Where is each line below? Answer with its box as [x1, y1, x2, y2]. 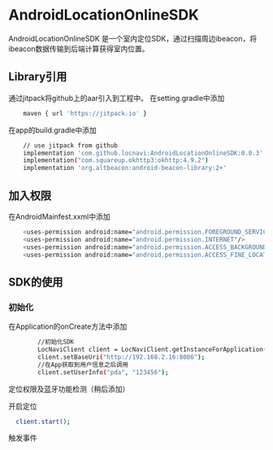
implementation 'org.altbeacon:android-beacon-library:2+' [23, 164, 227, 173]
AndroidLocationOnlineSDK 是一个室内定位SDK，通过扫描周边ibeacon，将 [8, 33, 258, 43]
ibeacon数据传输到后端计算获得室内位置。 [8, 43, 149, 54]
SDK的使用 [8, 275, 63, 289]
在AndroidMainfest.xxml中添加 [8, 212, 110, 221]
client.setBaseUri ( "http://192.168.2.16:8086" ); [37, 352, 206, 361]
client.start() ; [15, 417, 71, 426]
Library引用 [8, 70, 67, 84]
